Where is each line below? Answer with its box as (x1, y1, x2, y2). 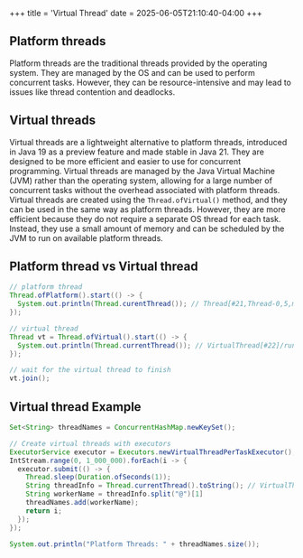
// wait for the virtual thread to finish (9, 366, 171, 375)
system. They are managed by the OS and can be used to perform (9, 67, 255, 78)
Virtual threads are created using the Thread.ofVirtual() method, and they (9, 194, 288, 205)
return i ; (25, 506, 63, 516)
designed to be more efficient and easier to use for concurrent (9, 155, 242, 166)
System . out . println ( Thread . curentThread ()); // (17, 300, 200, 309)
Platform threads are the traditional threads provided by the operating (9, 58, 268, 69)
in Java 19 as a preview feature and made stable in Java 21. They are (9, 146, 264, 157)
